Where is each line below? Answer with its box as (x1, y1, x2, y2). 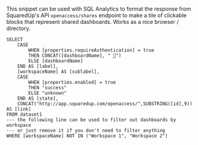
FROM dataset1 (6, 111, 43, 117)
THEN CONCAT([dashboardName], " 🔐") (28, 53, 122, 59)
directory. (6, 24, 31, 32)
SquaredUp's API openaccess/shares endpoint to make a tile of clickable (6, 12, 187, 19)
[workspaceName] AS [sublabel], (17, 69, 100, 75)
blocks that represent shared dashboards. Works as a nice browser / (6, 18, 179, 25)
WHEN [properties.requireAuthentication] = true (28, 47, 155, 53)
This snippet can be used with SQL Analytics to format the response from (6, 6, 191, 12)
